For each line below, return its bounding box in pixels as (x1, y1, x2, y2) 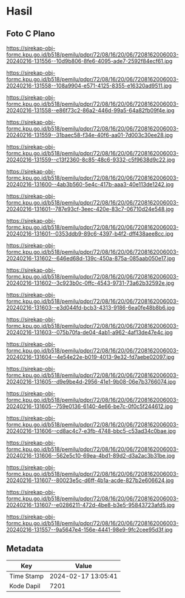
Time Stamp (9, 572, 44, 580)
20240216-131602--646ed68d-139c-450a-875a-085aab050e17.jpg (6, 255, 175, 262)
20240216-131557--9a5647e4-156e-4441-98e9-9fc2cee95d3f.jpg (6, 526, 173, 533)
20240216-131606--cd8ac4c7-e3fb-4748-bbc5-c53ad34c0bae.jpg (6, 427, 176, 435)
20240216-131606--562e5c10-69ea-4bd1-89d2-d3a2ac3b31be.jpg (6, 452, 175, 459)
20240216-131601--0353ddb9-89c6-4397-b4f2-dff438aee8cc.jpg (6, 230, 174, 237)
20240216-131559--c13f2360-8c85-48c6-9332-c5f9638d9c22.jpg (6, 156, 175, 163)
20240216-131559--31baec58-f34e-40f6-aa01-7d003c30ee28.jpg (6, 132, 173, 138)
